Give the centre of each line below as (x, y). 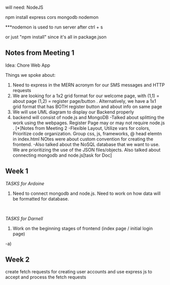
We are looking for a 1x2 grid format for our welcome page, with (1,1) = (86, 96)
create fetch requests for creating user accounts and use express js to (79, 272)
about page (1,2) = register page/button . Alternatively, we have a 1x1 (84, 101)
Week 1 (17, 171)
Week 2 (18, 260)
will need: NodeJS (24, 7)
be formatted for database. (41, 198)
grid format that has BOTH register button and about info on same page (87, 106)
